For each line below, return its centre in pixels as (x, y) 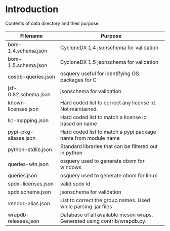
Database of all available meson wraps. (107, 215)
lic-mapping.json (28, 120)
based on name (78, 124)
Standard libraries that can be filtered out (109, 146)
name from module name (90, 138)
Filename (31, 35)
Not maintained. (79, 109)
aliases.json (22, 138)
